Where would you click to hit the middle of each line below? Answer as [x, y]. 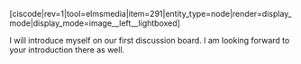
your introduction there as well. [67, 50]
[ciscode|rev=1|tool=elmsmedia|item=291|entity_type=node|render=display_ [150, 14]
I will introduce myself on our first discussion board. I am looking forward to [150, 40]
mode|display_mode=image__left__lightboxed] [95, 23]
